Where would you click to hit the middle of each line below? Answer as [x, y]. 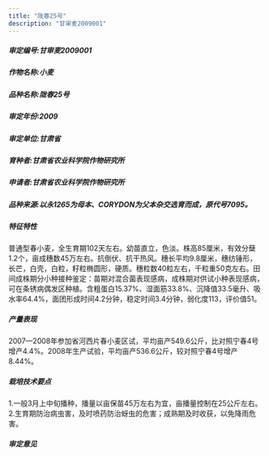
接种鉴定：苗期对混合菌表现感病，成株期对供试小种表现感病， [161, 279]
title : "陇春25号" [38, 16]
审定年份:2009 [33, 116]
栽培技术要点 [30, 381]
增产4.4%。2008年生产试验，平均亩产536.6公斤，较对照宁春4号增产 [123, 351]
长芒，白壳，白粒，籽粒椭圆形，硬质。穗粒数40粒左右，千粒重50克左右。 [131, 269]
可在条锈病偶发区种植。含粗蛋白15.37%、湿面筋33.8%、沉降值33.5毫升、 [131, 289]
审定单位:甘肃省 [34, 138]
